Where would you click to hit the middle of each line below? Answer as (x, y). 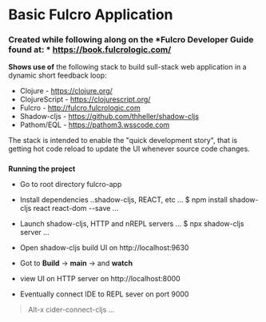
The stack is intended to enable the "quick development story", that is (123, 141)
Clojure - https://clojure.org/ (66, 91)
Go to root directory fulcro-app (71, 185)
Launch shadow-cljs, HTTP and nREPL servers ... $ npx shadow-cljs (132, 224)
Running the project (42, 169)
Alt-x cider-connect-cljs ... (71, 310)
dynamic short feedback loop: (58, 76)
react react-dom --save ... (76, 209)
